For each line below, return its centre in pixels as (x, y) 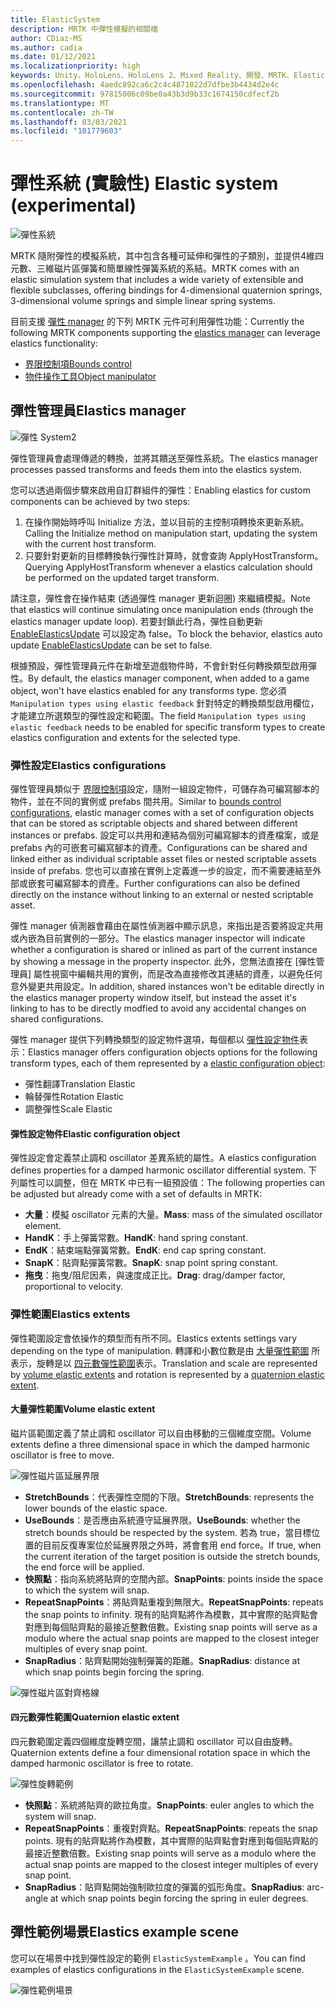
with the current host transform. (90, 543)
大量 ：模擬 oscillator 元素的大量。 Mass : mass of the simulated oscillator (173, 1215)
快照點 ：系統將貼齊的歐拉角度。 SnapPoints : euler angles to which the (169, 1805)
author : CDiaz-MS (46, 38)
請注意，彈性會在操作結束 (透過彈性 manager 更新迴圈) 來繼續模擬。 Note (160, 598)
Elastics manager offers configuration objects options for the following (173, 1052)
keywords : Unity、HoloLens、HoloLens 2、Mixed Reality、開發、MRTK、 (152, 76)
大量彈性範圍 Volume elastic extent (83, 1409)
